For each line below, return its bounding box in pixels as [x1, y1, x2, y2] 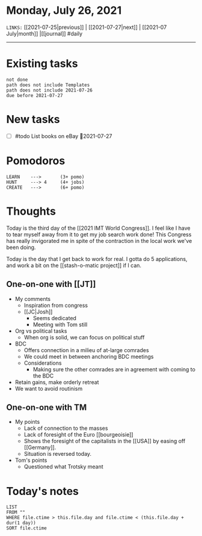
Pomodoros [6, 154, 66, 168]
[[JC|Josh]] [23, 308, 53, 315]
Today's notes [6, 484, 79, 498]
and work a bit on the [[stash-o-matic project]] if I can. [6, 262, 142, 269]
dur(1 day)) [6, 520, 36, 526]
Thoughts [6, 204, 56, 218]
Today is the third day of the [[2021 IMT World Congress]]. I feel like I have [6, 224, 191, 232]
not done [6, 77, 28, 83]
